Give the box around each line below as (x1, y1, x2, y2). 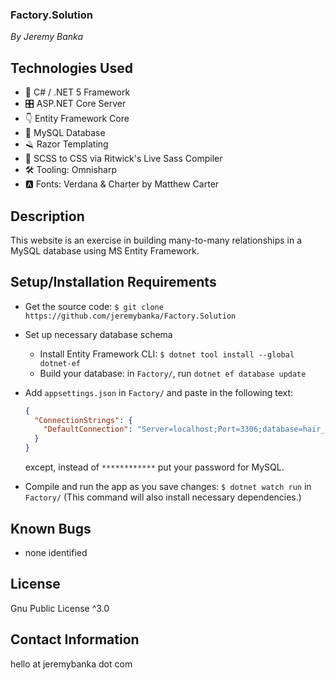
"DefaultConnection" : (43, 424, 133, 435)
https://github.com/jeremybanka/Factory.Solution (24, 311, 237, 321)
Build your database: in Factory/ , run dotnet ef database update (39, 367, 307, 379)
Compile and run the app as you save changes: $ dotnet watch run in (24, 481, 312, 493)
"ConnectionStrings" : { (34, 415, 133, 425)
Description (10, 208, 85, 225)
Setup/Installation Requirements (10, 274, 217, 291)
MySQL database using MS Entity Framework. (10, 244, 200, 257)
